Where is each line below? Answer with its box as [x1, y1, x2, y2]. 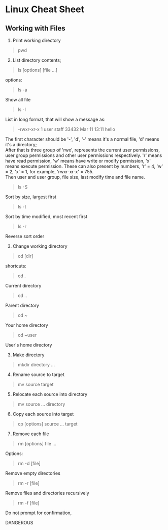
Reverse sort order [5, 233, 45, 239]
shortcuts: [5, 263, 27, 269]
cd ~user [17, 332, 37, 338]
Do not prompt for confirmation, [5, 510, 72, 516]
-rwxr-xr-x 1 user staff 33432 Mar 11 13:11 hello [17, 126, 115, 132]
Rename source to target [12, 372, 65, 378]
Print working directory [12, 37, 61, 43]
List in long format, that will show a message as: [5, 116, 106, 122]
